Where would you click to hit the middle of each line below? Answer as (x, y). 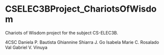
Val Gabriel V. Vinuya (26, 47)
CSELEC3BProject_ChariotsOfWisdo (81, 9)
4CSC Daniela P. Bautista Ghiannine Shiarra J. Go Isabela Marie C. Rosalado (82, 42)
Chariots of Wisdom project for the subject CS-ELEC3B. (62, 33)
